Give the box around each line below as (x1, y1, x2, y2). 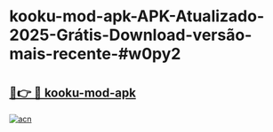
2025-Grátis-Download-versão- (9, 25, 253, 45)
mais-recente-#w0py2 (9, 44, 181, 64)
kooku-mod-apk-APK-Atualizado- (9, 6, 265, 27)
